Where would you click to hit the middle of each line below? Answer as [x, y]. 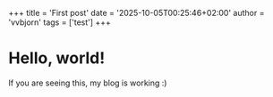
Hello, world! [57, 58]
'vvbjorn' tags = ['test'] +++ [60, 22]
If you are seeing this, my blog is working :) [88, 83]
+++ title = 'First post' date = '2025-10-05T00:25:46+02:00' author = [136, 13]
